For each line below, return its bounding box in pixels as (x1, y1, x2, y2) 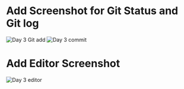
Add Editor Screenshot (6, 57, 120, 70)
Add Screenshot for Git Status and (6, 4, 179, 18)
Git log (6, 17, 39, 30)
